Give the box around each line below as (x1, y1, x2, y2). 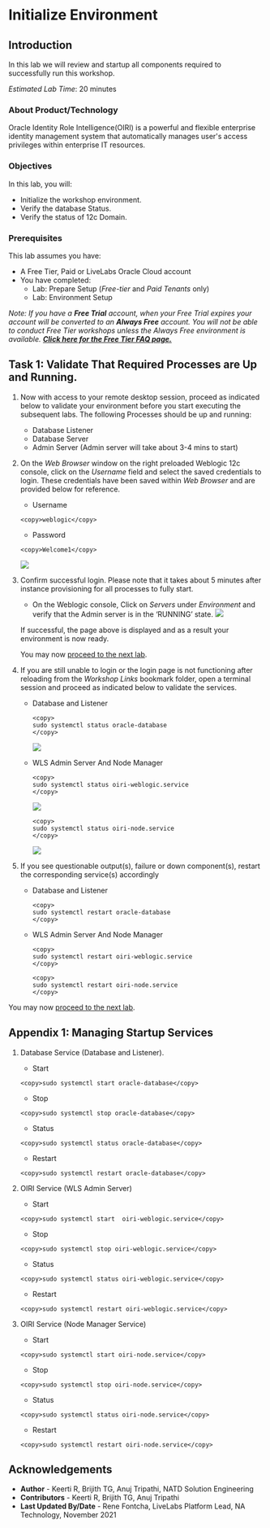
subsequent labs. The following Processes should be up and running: (19, 409, 252, 419)
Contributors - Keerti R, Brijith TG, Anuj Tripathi (19, 1493, 180, 1503)
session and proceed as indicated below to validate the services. (19, 682, 238, 692)
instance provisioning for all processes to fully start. (19, 583, 194, 593)
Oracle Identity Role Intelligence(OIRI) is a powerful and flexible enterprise (8, 123, 256, 133)
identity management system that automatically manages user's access (8, 132, 248, 142)
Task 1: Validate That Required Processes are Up (8, 358, 258, 372)
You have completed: (19, 275, 92, 285)
